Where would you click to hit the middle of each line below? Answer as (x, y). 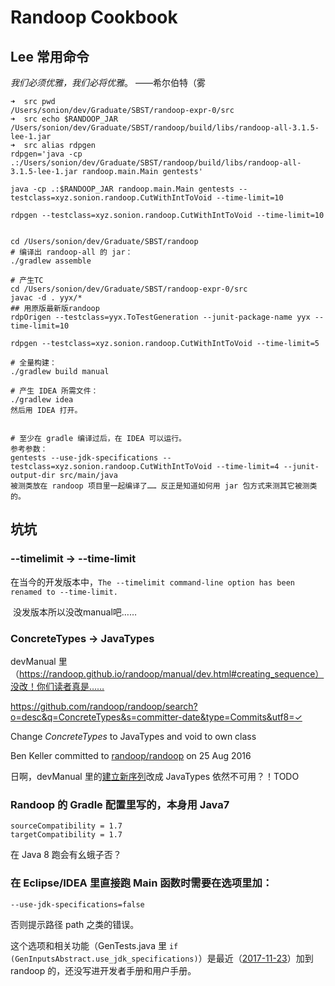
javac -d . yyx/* (46, 298)
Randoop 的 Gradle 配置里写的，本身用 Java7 (120, 804)
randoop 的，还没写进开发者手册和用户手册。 (103, 970)
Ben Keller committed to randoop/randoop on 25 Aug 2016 (131, 755)
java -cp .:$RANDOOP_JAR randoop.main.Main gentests (122, 189)
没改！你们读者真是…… (57, 686)
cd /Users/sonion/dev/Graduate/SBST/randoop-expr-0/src (129, 289)
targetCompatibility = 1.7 (66, 835)
